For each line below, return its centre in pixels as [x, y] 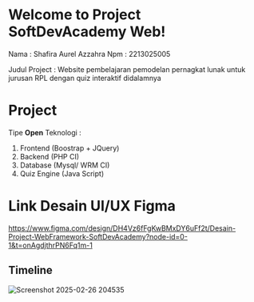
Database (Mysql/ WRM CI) [65, 165]
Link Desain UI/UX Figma [92, 206]
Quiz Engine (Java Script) [62, 173]
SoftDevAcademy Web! [87, 32]
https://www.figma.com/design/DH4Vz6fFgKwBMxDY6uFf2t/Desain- [122, 228]
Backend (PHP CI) [50, 156]
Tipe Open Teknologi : [45, 132]
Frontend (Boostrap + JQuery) [69, 148]
